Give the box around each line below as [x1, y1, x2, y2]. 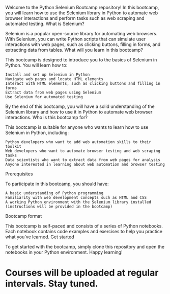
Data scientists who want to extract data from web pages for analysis [5, 157, 160, 163]
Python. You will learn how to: [5, 62, 68, 68]
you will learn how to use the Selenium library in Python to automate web [5, 10, 158, 16]
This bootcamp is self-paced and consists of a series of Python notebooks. [5, 223, 163, 229]
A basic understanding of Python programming [5, 191, 103, 196]
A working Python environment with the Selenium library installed [5, 199, 152, 205]
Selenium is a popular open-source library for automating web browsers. [5, 31, 158, 36]
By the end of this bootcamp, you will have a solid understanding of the [5, 103, 155, 109]
